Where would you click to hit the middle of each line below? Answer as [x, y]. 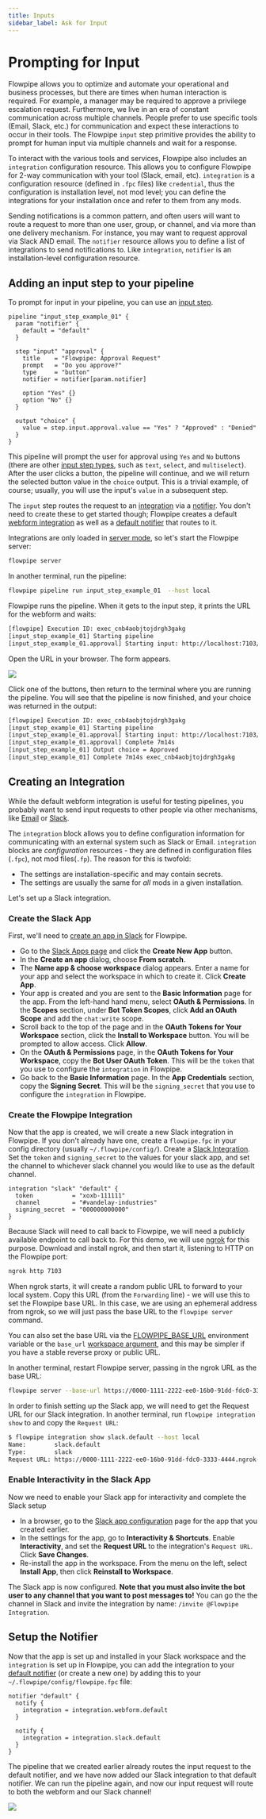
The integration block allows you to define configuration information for [127, 833]
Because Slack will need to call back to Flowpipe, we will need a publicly [127, 1232]
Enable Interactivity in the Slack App [80, 1479]
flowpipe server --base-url [55, 1391]
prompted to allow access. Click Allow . [84, 1044]
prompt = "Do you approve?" [72, 366]
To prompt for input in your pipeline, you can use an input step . [111, 302]
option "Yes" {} [49, 394]
